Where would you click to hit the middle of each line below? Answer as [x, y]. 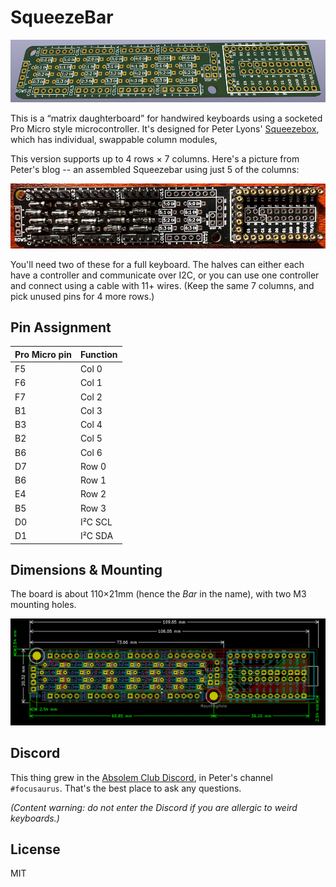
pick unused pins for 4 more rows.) [82, 296]
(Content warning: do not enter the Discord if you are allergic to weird [154, 807]
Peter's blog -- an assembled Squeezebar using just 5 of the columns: [155, 170]
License [35, 849]
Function [98, 354]
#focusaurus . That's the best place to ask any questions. [126, 788]
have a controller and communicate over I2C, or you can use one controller [165, 275]
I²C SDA [96, 536]
